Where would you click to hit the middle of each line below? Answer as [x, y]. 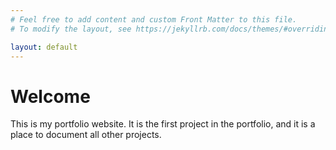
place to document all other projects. [86, 135]
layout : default [44, 47]
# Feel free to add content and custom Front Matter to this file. [154, 19]
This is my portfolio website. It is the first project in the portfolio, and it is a [163, 124]
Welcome [50, 96]
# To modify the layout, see [71, 29]
